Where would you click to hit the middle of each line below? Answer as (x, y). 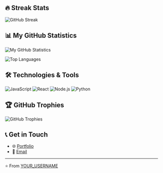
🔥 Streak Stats (27, 8)
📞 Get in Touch (26, 134)
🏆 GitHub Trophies (35, 105)
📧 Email (20, 152)
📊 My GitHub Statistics (41, 36)
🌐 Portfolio (23, 146)
